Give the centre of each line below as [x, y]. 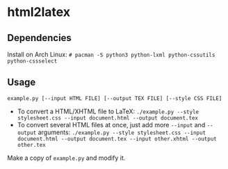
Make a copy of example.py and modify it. [66, 158]
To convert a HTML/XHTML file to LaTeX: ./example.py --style [108, 111]
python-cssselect [32, 61]
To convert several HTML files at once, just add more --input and [111, 124]
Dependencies [39, 38]
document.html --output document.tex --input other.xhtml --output [117, 139]
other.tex [32, 145]
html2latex [39, 12]
